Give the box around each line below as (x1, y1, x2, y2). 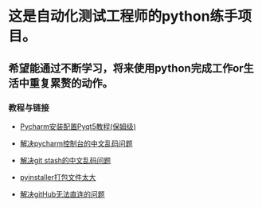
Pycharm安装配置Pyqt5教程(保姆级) (19, 121, 137, 131)
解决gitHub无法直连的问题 (19, 189, 105, 199)
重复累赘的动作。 (29, 76, 113, 90)
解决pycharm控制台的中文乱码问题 (19, 139, 133, 148)
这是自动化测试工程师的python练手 (8, 7, 238, 25)
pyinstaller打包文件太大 (19, 172, 96, 182)
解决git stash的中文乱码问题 (19, 155, 111, 165)
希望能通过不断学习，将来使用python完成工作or (8, 61, 244, 75)
